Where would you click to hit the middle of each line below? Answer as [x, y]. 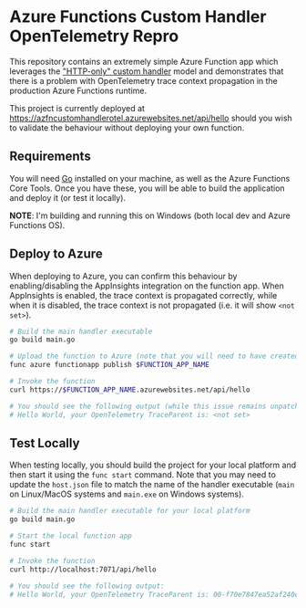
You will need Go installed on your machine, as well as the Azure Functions [150, 178]
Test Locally [45, 443]
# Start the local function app [71, 536]
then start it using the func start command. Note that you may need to [143, 475]
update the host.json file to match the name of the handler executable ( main [152, 485]
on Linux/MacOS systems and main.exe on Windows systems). [127, 494]
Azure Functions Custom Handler [138, 17]
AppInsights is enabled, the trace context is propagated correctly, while [143, 295]
